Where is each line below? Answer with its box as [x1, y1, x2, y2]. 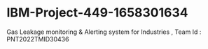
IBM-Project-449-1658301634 [6, 5, 188, 21]
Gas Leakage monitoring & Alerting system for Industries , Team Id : [6, 28, 202, 36]
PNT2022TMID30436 [6, 35, 69, 43]
